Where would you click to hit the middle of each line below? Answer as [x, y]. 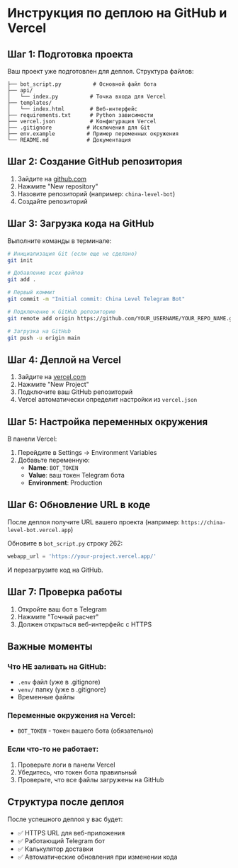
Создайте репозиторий [52, 201]
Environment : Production [65, 483]
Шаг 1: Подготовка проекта [70, 54]
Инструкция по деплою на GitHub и [117, 13]
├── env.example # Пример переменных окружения [93, 134]
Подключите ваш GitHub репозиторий [75, 392]
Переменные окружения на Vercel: [72, 716]
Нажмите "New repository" [58, 186]
